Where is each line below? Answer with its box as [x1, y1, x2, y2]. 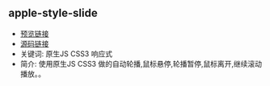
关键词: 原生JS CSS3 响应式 [19, 48, 113, 59]
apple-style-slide [8, 6, 99, 20]
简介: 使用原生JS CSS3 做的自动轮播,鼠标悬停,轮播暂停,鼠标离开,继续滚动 [19, 59, 263, 68]
